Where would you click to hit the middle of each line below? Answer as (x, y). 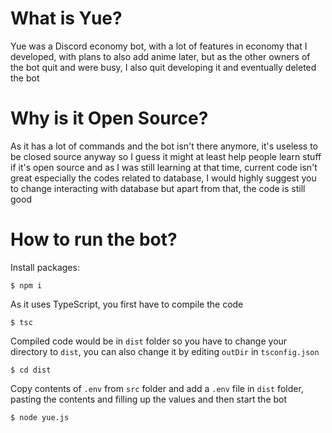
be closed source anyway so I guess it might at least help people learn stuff (166, 156)
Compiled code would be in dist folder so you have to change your (149, 341)
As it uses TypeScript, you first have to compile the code (127, 304)
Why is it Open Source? (109, 118)
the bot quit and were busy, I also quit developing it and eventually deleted (163, 67)
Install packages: (45, 267)
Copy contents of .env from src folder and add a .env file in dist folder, (157, 388)
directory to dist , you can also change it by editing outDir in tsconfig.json (165, 351)
